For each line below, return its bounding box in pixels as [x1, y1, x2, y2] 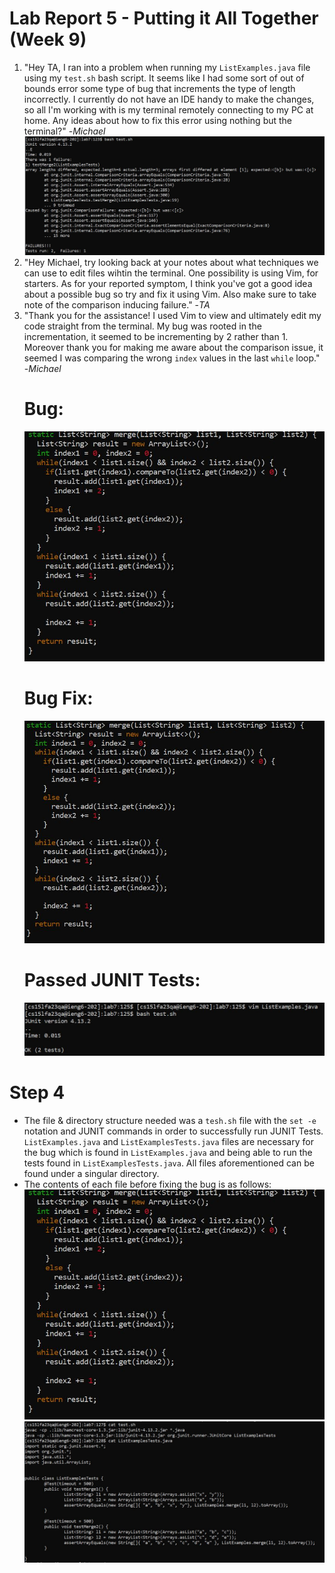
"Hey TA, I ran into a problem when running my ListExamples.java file [23, 61, 311, 73]
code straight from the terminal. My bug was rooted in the [23, 320, 262, 332]
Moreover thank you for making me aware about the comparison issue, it [23, 341, 324, 353]
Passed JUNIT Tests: [23, 969, 201, 992]
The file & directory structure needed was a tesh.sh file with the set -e [23, 1114, 317, 1126]
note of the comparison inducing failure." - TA [23, 298, 211, 311]
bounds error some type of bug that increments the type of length [23, 82, 296, 94]
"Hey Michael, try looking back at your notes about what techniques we [23, 256, 319, 268]
